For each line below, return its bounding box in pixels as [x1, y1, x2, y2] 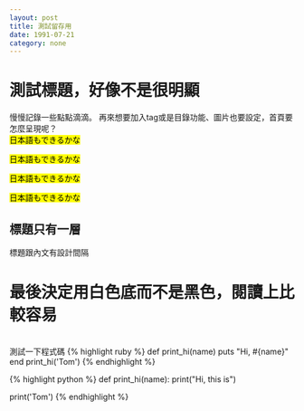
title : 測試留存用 [9, 22, 72, 31]
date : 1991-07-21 [9, 30, 75, 39]
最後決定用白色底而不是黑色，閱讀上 [9, 282, 280, 303]
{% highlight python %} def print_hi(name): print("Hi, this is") [9, 373, 237, 385]
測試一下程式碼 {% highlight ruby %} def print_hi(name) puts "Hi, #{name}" [9, 346, 290, 357]
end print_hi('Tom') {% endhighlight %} [9, 356, 156, 367]
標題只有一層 [9, 221, 81, 236]
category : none [9, 38, 67, 48]
